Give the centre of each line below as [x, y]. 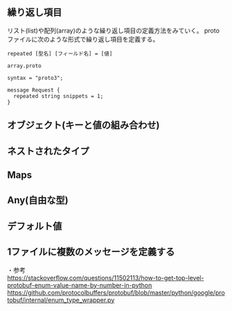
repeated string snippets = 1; [59, 96]
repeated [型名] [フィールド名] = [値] [60, 53]
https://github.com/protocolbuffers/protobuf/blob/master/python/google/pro [116, 292]
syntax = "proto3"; [35, 78]
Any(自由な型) [38, 200]
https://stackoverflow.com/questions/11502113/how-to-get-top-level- [106, 278]
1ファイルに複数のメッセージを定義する [91, 252]
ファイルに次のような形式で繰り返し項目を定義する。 [83, 39]
